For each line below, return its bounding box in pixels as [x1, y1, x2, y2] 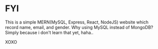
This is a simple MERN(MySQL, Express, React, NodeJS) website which [5, 19, 149, 25]
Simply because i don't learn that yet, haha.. [5, 29, 94, 35]
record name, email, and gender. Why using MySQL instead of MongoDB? [5, 24, 154, 30]
